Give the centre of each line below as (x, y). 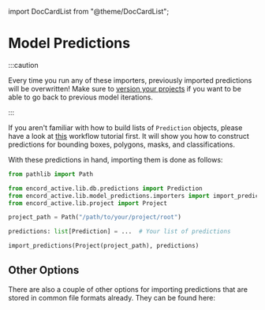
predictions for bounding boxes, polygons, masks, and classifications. (121, 144)
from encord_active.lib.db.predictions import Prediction (105, 189)
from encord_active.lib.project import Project (88, 203)
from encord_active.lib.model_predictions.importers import (109, 196)
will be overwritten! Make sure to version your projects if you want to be (125, 88)
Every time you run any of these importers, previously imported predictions (130, 80)
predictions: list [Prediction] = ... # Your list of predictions (119, 232)
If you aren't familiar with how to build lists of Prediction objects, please (125, 127)
